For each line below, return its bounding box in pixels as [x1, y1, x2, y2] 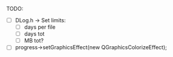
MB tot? [24, 37, 44, 44]
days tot [24, 30, 45, 38]
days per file [24, 23, 56, 31]
